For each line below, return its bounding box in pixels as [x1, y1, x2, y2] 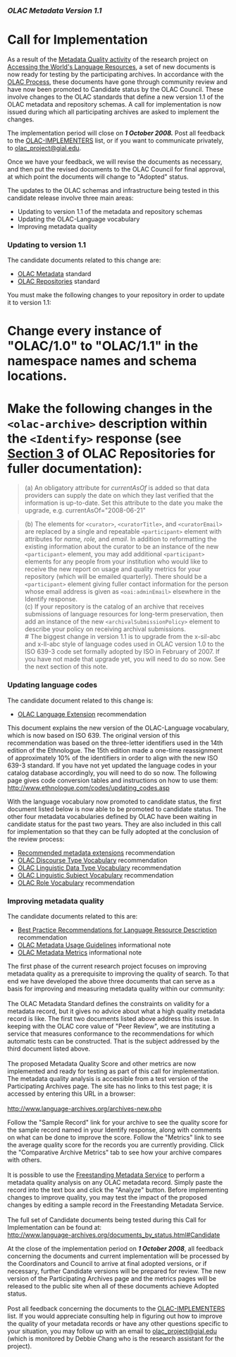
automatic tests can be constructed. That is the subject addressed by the [7, 1036, 220, 1045]
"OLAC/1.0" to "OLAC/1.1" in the [7, 338, 199, 354]
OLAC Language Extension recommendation [17, 710, 147, 718]
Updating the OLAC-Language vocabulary [17, 215, 140, 223]
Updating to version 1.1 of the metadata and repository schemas [17, 207, 203, 215]
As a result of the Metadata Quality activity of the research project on [7, 55, 209, 64]
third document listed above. [7, 1044, 90, 1053]
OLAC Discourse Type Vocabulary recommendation [17, 856, 168, 864]
